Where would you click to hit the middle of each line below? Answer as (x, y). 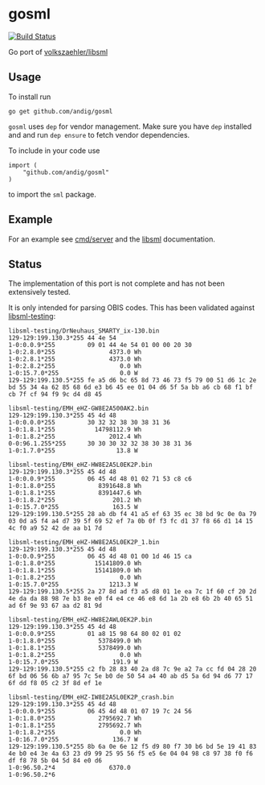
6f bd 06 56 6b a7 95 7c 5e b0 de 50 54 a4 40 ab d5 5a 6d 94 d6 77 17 (130, 676)
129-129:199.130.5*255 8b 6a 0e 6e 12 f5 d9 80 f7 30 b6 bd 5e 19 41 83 (132, 747)
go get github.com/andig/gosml (61, 111)
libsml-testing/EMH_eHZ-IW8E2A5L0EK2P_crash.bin (91, 697)
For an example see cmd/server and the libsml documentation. (112, 239)
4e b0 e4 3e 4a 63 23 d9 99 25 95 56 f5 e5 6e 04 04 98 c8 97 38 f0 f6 (130, 754)
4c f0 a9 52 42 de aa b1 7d (55, 528)
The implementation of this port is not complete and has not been (116, 283)
